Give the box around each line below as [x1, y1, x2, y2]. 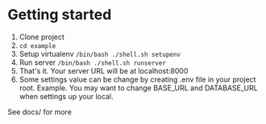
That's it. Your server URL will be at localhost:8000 [19, 66, 189, 75]
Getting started [7, 6, 112, 24]
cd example [19, 42, 56, 50]
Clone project [19, 32, 65, 42]
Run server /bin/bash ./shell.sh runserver [19, 58, 167, 67]
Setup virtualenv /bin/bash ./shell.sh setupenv [19, 49, 181, 58]
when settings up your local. [19, 91, 114, 101]
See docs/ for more [7, 106, 72, 117]
